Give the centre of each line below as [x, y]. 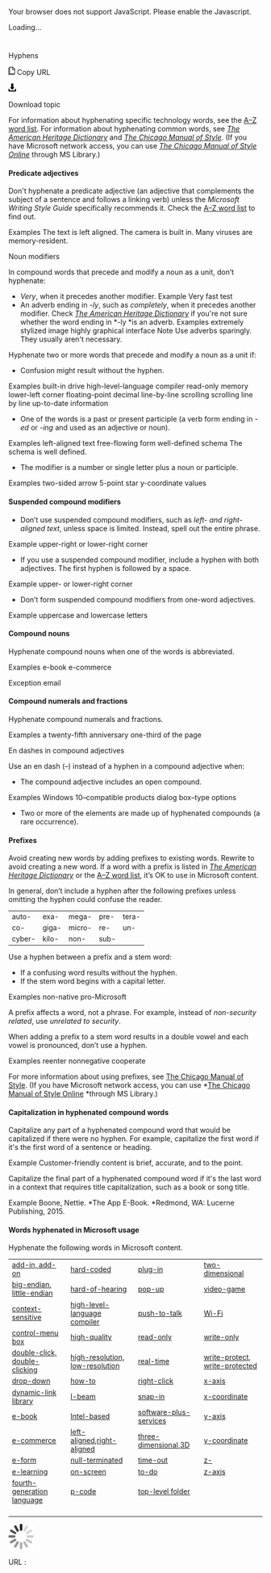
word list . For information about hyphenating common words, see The [124, 129]
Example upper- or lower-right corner [71, 584]
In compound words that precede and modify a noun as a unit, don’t [121, 272]
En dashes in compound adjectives [67, 751]
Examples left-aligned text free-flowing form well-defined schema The [125, 443]
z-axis [215, 1471]
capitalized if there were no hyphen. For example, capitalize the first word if [134, 1139]
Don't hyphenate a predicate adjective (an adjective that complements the [131, 191]
